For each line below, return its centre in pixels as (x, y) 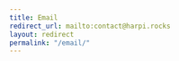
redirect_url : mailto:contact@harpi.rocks (90, 26)
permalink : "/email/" (50, 43)
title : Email (34, 17)
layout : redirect (42, 34)
